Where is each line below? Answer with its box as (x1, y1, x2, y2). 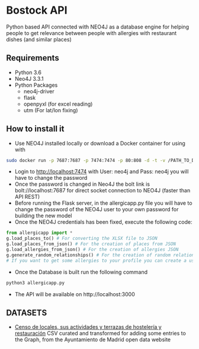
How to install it (6, 124, 65, 134)
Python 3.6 (14, 69, 41, 76)
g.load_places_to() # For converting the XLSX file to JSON (6, 236, 158, 242)
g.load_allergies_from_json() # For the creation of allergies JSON (6, 247, 179, 253)
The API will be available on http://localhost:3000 (14, 290, 135, 297)
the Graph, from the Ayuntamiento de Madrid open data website (14, 336, 171, 343)
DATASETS (6, 307, 47, 318)
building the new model (14, 212, 72, 220)
